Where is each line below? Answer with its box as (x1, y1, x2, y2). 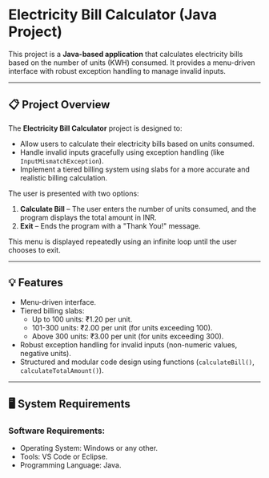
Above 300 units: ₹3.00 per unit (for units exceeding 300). (31, 331, 224, 341)
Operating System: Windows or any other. (19, 444, 159, 453)
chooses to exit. (8, 245, 62, 254)
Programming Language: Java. (19, 460, 122, 470)
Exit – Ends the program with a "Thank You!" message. (19, 221, 202, 230)
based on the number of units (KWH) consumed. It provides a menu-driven (8, 58, 255, 67)
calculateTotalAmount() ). (19, 365, 104, 375)
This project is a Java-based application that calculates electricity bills (8, 49, 243, 59)
